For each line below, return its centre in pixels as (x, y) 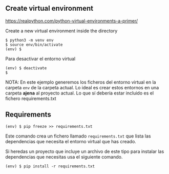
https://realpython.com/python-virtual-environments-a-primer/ (72, 21)
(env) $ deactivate (26, 68)
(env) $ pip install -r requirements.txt (50, 166)
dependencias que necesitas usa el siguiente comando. (64, 157)
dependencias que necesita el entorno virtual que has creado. (71, 141)
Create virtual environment (49, 8)
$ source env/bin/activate (34, 45)
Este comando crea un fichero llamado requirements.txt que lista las (78, 136)
